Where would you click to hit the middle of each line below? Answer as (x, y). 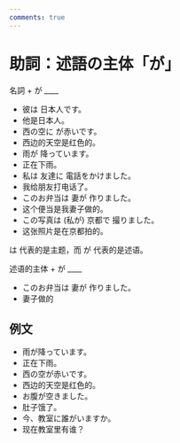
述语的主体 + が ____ (46, 268)
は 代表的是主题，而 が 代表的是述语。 (78, 250)
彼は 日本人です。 (54, 109)
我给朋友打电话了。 (57, 186)
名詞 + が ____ (34, 90)
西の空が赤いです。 (56, 374)
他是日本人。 (45, 120)
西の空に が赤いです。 (62, 131)
